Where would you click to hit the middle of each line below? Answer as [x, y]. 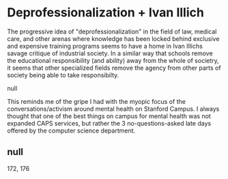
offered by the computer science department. [71, 130]
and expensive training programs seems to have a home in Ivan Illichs [105, 46]
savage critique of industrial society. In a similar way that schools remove [110, 53]
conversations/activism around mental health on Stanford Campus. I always [113, 109]
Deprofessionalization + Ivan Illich [106, 13]
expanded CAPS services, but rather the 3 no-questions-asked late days [109, 123]
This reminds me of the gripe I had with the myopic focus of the [97, 101]
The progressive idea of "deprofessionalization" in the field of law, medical [112, 31]
